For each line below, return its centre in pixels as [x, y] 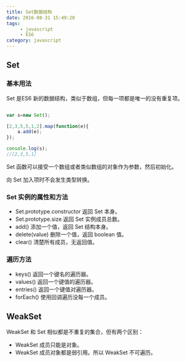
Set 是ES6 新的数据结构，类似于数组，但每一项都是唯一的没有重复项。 [95, 98]
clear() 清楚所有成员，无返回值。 [56, 242]
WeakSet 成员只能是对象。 [49, 345]
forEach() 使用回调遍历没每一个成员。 [63, 297]
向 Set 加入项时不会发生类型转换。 [50, 179]
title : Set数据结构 [29, 12]
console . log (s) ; [27, 149]
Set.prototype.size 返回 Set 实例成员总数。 [69, 219]
